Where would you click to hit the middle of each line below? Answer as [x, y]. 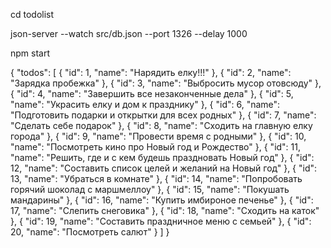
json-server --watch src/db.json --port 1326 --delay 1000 [129, 33]
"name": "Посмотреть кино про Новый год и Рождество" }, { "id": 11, [156, 147]
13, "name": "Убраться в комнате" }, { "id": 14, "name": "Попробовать [156, 178]
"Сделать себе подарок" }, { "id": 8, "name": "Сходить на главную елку [161, 125]
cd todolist [32, 14]
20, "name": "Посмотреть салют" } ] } [90, 232]
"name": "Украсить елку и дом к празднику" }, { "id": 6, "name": [145, 104]
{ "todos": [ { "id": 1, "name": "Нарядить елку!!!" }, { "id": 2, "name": [151, 72]
